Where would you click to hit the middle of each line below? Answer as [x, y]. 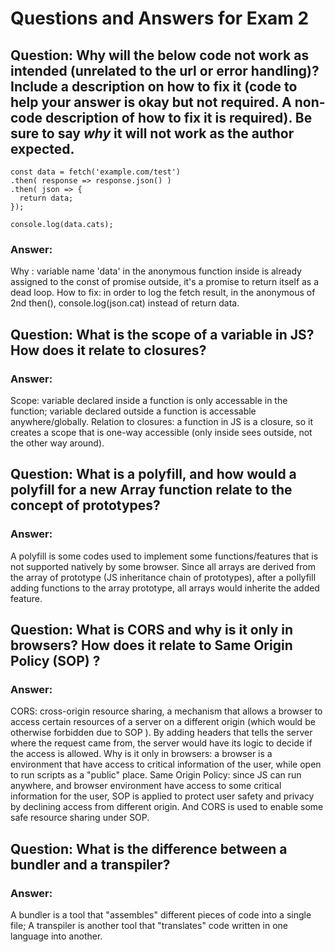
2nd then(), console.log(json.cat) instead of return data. [125, 303]
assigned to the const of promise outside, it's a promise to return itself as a [165, 282]
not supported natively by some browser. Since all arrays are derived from [163, 566]
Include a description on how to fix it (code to [154, 86]
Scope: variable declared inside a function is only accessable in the [149, 400]
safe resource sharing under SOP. [80, 818]
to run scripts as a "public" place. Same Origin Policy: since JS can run [156, 775]
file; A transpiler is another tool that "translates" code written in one [149, 926]
